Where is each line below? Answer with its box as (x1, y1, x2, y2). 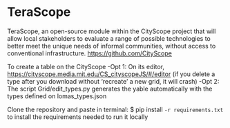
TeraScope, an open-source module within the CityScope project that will (7, 27, 216, 35)
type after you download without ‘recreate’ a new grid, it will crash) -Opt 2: (7, 77, 220, 85)
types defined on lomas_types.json (7, 91, 107, 100)
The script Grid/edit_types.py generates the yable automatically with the (7, 84, 213, 93)
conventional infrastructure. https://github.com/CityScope (7, 49, 173, 57)
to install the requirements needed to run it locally (7, 112, 148, 121)
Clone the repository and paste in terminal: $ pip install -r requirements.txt (7, 105, 224, 113)
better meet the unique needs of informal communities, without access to (7, 42, 216, 50)
